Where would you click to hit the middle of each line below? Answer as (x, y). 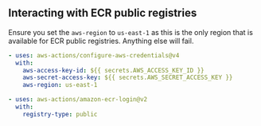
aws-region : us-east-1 (60, 85)
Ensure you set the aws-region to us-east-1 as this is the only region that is (130, 32)
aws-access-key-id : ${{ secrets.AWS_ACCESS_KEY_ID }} (113, 70)
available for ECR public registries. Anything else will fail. (101, 41)
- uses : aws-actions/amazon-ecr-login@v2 (78, 100)
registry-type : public (60, 114)
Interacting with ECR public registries (103, 13)
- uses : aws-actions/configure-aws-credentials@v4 (94, 55)
